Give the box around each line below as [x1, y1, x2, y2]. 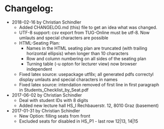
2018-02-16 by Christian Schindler [11, 19, 82, 25]
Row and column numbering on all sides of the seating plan [26, 55, 146, 61]
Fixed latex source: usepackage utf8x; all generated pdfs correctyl [19, 71, 154, 77]
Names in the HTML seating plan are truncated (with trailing [26, 45, 148, 51]
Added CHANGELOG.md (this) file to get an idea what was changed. [19, 24, 158, 30]
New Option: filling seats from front [19, 113, 90, 119]
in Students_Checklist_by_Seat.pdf [19, 87, 89, 93]
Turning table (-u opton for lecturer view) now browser [26, 61, 137, 67]
